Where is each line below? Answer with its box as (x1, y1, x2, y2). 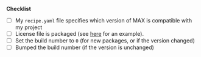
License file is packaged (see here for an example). (15, 30, 144, 38)
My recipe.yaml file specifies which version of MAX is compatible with (15, 17, 192, 24)
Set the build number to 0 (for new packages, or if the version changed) (15, 37, 195, 44)
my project (15, 24, 43, 31)
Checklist (6, 5, 32, 12)
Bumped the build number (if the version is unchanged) (15, 44, 154, 51)
